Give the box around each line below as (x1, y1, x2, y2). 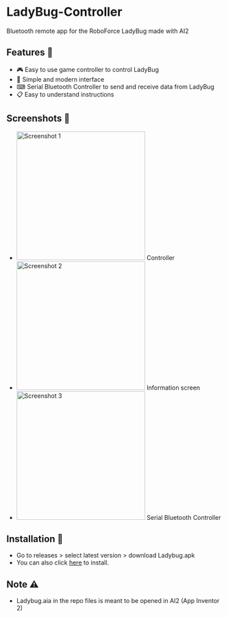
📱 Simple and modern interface (16, 75, 105, 83)
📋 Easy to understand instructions (16, 90, 114, 98)
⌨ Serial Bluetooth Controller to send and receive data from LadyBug (16, 82, 215, 91)
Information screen (146, 383, 201, 392)
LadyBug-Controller (6, 4, 123, 20)
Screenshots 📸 (6, 112, 71, 124)
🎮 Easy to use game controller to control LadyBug (16, 65, 159, 73)
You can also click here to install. (16, 558, 110, 567)
